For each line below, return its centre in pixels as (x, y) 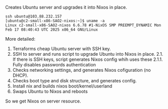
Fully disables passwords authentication (54, 65)
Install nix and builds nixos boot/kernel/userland (62, 86)
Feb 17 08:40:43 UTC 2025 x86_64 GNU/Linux (52, 30)
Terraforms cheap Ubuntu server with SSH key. (62, 49)
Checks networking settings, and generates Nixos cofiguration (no (82, 70)
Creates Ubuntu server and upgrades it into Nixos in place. (66, 7)
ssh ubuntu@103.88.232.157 (34, 17)
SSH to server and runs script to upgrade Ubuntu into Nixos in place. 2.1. (88, 54)
